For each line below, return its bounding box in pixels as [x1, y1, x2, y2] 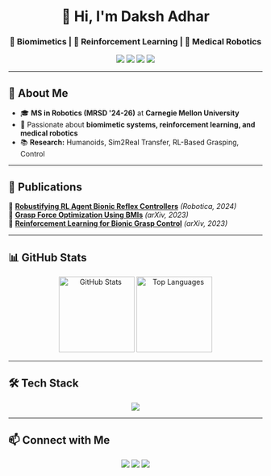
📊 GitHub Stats [8, 250, 87, 265]
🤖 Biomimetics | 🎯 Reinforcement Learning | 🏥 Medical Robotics [9, 36, 262, 48]
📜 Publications [8, 180, 82, 194]
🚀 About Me [8, 86, 69, 100]
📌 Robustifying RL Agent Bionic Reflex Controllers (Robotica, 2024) [8, 202, 237, 211]
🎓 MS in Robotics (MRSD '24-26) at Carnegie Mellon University [19, 108, 240, 118]
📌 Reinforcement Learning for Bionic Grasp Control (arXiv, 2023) [8, 219, 228, 228]
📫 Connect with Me [8, 433, 110, 447]
